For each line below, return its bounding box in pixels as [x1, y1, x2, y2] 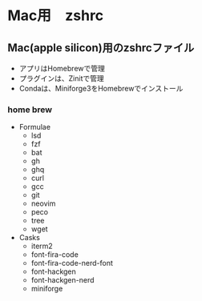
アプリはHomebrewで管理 [18, 64, 105, 73]
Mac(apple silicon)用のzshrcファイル [7, 41, 195, 54]
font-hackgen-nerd [30, 275, 95, 285]
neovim [30, 199, 56, 208]
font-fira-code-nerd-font [30, 259, 113, 268]
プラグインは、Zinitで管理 [18, 74, 105, 83]
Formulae [18, 122, 51, 132]
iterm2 [30, 241, 53, 251]
